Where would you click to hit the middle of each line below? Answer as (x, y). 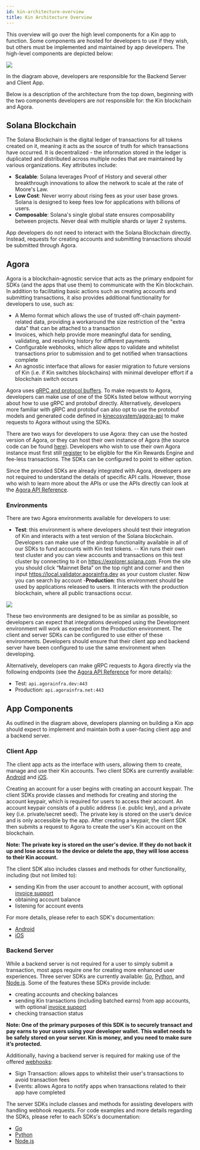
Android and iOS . (27, 777)
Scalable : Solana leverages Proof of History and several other (91, 177)
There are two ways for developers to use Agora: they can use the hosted (97, 434)
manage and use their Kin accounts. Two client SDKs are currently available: (100, 770)
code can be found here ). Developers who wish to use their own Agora (93, 447)
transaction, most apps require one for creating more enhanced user (90, 970)
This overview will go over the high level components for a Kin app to (91, 34)
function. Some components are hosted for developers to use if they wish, (98, 41)
